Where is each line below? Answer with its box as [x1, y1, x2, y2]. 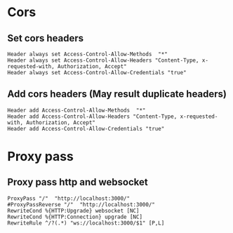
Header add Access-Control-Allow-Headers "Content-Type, [7, 113, 178, 120]
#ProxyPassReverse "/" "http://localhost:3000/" [7, 201, 156, 208]
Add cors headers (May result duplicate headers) [7, 88, 227, 100]
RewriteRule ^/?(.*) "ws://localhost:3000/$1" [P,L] [7, 219, 165, 227]
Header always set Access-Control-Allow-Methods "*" [7, 51, 168, 58]
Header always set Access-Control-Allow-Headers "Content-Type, [7, 57, 199, 64]
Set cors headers [7, 32, 84, 44]
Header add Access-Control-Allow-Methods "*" [7, 107, 146, 114]
